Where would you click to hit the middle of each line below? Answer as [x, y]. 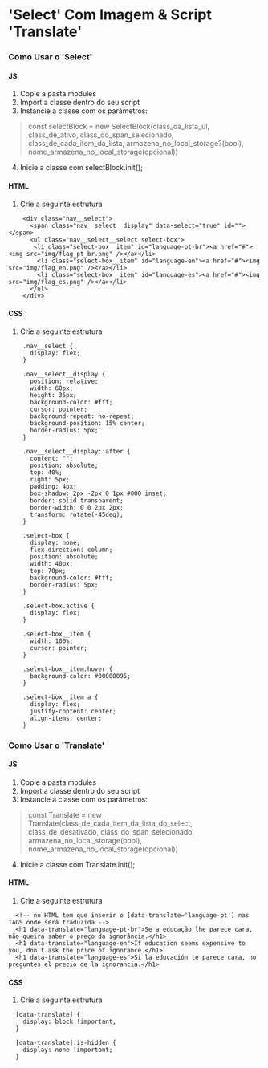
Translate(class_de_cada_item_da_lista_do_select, [110, 823]
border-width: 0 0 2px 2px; [77, 507]
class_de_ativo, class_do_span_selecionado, [101, 135]
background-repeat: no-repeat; [82, 416]
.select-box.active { [59, 606]
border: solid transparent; [77, 500]
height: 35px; [53, 395]
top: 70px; [48, 571]
